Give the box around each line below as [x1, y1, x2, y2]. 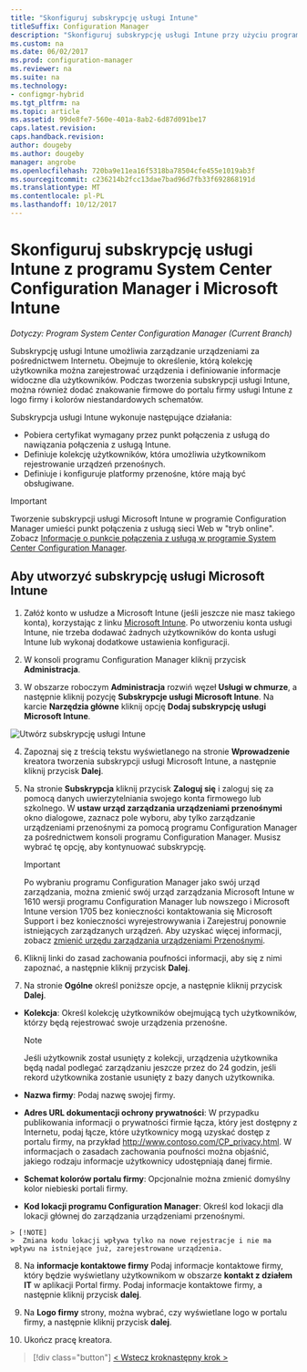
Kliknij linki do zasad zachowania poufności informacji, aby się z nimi [23, 952, 282, 963]
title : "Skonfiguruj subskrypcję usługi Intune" [10, 13, 199, 23]
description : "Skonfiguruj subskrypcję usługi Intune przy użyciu [10, 30, 268, 39]
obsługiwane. [23, 477, 75, 488]
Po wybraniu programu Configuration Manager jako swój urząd [23, 876, 261, 887]
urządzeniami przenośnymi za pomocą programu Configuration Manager [23, 822, 298, 833]
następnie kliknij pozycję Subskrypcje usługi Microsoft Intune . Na [23, 691, 274, 702]
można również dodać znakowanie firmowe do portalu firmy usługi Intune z [10, 384, 293, 395]
